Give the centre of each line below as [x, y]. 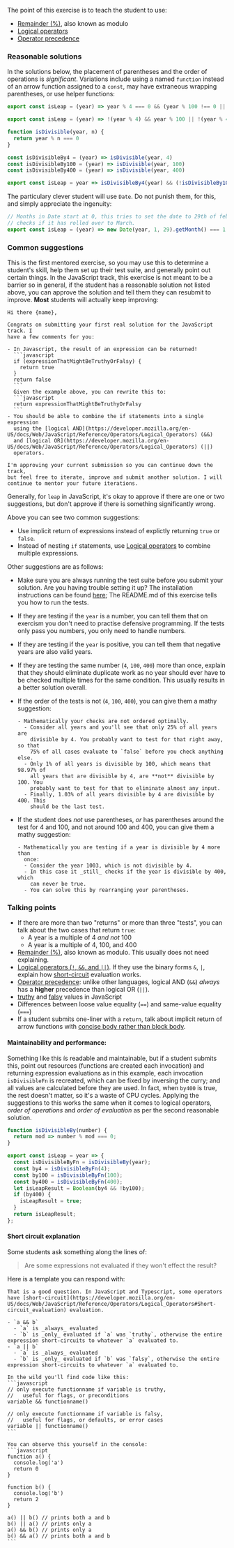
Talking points [32, 908]
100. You [30, 782]
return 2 [26, 1500]
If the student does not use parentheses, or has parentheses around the [120, 820]
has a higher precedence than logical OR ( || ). [83, 990]
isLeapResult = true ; [51, 1201]
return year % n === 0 [46, 138]
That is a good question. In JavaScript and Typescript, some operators [115, 1292]
